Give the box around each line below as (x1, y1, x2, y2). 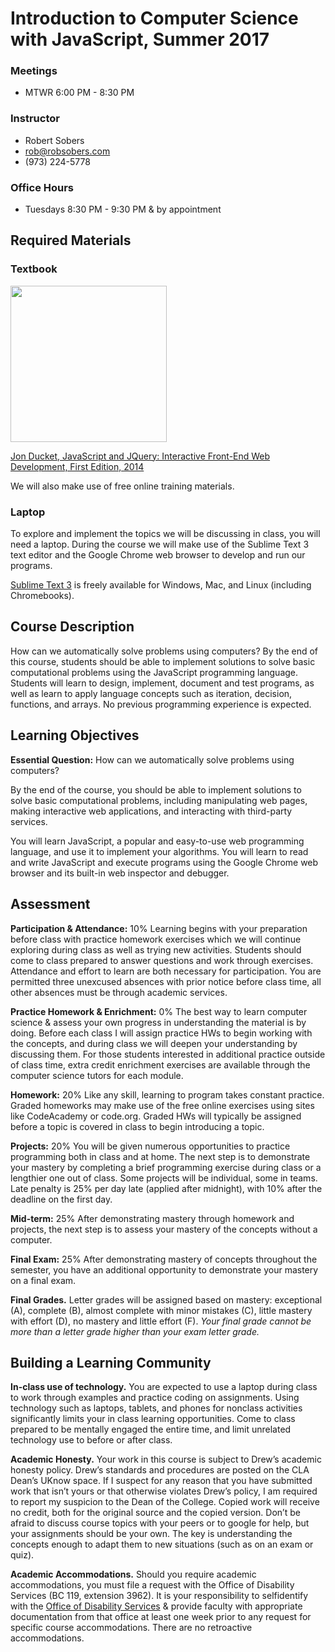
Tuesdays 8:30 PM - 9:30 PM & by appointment (24, 203, 222, 216)
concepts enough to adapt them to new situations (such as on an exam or (10, 1538, 314, 1551)
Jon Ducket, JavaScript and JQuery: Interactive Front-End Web (10, 450, 271, 462)
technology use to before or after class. (10, 1434, 173, 1446)
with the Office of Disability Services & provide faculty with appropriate (10, 1600, 303, 1612)
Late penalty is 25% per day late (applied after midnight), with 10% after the (10, 1182, 323, 1194)
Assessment (10, 896, 91, 913)
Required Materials (10, 232, 132, 249)
